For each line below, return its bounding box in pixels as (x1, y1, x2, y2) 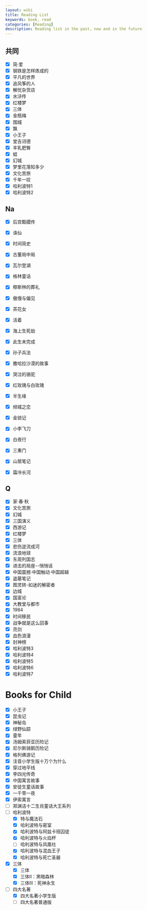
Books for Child (5, 689, 72, 701)
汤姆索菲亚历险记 (12, 739, 49, 745)
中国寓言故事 (12, 777, 40, 783)
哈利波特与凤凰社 (20, 841, 56, 848)
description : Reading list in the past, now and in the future (5, 27, 142, 32)
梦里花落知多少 (12, 164, 44, 170)
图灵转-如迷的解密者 (12, 582, 55, 588)
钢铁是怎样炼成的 (12, 67, 49, 74)
